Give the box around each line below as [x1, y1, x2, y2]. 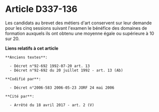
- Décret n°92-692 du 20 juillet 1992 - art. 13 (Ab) [9, 68, 123, 73]
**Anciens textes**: [5, 55, 48, 60]
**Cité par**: [5, 94, 35, 99]
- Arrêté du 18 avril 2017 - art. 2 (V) [9, 103, 94, 108]
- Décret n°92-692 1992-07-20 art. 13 [9, 63, 90, 68]
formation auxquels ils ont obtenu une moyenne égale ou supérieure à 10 [5, 30, 155, 36]
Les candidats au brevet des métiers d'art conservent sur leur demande [5, 20, 152, 26]
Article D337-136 [5, 3, 78, 15]
